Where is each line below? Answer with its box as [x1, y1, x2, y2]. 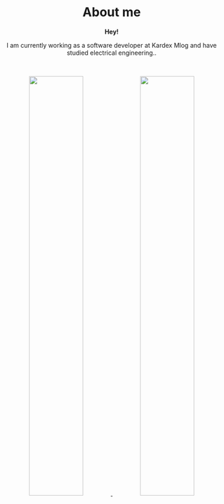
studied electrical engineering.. [66, 48, 157, 57]
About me [82, 4, 141, 20]
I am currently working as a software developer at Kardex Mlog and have [6, 41, 217, 49]
